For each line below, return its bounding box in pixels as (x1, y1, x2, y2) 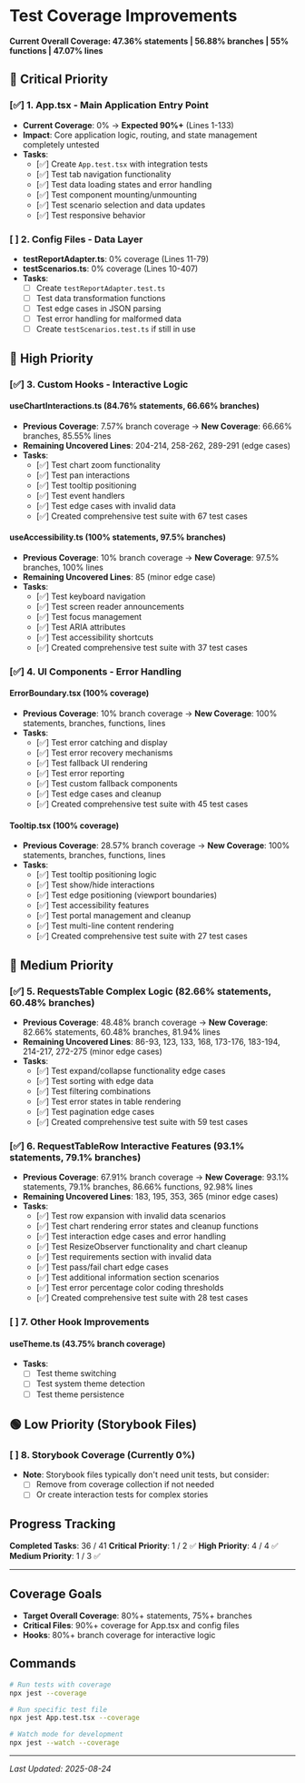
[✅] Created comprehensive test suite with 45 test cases (35, 798, 249, 810)
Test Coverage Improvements (9, 5, 238, 26)
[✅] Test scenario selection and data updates (35, 199, 206, 210)
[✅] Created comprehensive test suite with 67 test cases (35, 511, 248, 522)
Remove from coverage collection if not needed (35, 1479, 215, 1490)
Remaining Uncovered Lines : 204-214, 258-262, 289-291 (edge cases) (22, 440, 291, 451)
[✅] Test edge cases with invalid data (35, 500, 176, 511)
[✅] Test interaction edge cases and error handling (35, 1231, 227, 1242)
